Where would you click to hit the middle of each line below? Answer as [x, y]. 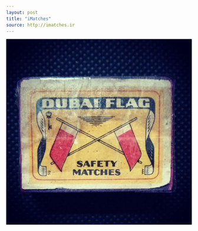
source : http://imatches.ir [41, 25]
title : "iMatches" [29, 19]
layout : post [22, 12]
